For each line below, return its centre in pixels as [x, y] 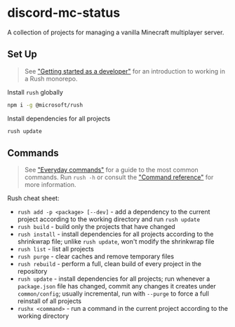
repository [32, 272]
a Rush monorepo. [51, 78]
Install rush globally [35, 92]
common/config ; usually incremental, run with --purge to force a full [113, 294]
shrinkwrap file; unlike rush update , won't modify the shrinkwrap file [116, 242]
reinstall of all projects [49, 301]
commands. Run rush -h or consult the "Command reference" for [119, 177]
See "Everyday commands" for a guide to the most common [111, 170]
